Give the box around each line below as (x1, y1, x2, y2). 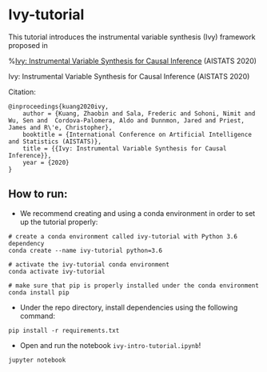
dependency (8, 239, 45, 247)
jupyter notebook (8, 356, 66, 364)
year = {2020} (22, 158, 70, 166)
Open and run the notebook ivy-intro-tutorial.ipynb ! (19, 340, 201, 350)
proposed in (8, 40, 48, 50)
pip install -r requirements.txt (8, 326, 120, 334)
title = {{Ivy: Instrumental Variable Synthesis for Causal (22, 144, 227, 153)
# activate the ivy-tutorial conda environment (8, 260, 170, 269)
